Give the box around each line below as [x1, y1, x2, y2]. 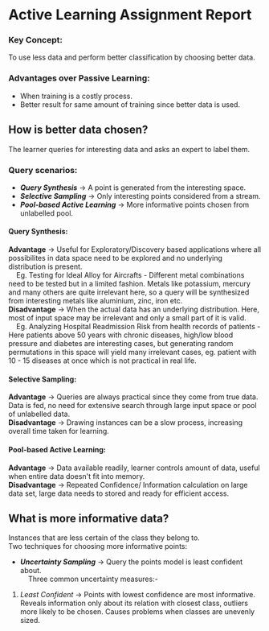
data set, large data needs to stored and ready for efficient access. [8, 489, 230, 498]
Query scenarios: [8, 164, 78, 175]
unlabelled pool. [19, 208, 74, 218]
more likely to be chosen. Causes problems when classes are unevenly [19, 607, 255, 617]
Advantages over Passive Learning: [8, 72, 150, 84]
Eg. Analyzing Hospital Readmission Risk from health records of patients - [15, 322, 261, 332]
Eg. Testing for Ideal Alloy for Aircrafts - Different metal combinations [15, 270, 245, 280]
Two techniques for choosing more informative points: [8, 542, 187, 551]
